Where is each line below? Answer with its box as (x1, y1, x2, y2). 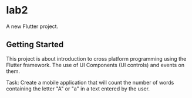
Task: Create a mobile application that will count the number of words (6, 79, 174, 86)
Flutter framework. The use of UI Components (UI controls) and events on (6, 61, 185, 68)
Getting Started (6, 40, 64, 50)
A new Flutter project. (6, 23, 59, 30)
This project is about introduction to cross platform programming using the (6, 55, 187, 62)
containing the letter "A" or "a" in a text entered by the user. (6, 85, 150, 92)
